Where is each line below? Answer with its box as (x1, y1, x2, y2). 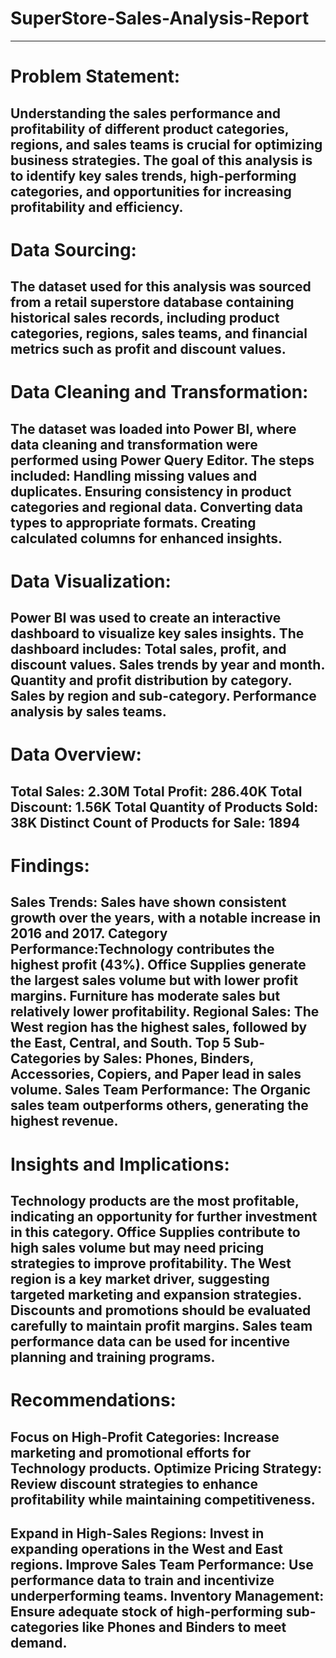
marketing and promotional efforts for (10, 1444, 252, 1461)
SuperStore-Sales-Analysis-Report (10, 7, 310, 30)
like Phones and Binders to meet (81, 1618, 287, 1636)
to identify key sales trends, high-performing (10, 167, 297, 184)
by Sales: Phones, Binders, (83, 1050, 255, 1067)
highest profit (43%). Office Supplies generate (10, 957, 307, 974)
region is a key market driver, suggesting (10, 1270, 270, 1287)
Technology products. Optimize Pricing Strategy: (10, 1460, 323, 1477)
